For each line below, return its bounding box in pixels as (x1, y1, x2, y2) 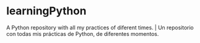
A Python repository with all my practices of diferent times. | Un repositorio (6, 24, 194, 31)
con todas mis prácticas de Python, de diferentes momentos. (6, 30, 159, 37)
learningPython (6, 4, 87, 18)
